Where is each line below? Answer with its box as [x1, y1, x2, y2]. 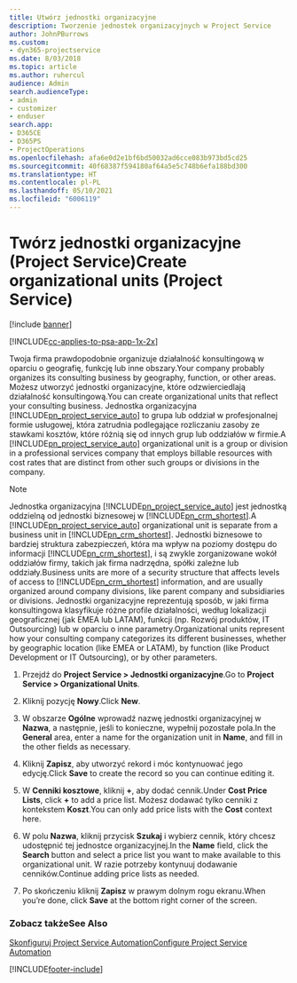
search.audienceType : [9, 87, 90, 96]
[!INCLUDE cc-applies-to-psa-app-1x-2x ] [9, 336, 159, 346]
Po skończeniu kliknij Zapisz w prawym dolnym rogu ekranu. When [21, 885, 266, 896]
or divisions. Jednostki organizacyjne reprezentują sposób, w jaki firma [9, 595, 269, 606]
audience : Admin [9, 79, 69, 88]
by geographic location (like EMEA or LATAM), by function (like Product [9, 642, 270, 653]
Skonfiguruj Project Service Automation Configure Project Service [9, 938, 248, 948]
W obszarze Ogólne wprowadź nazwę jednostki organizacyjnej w [21, 712, 262, 724]
